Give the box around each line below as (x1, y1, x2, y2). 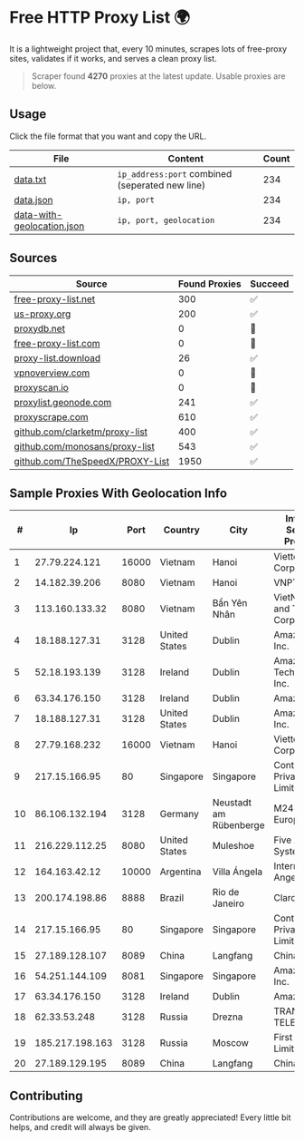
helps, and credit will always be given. (9, 1122, 151, 1133)
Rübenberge (212, 819, 265, 832)
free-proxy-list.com (14, 336, 101, 349)
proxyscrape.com (14, 410, 89, 423)
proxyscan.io (14, 381, 70, 394)
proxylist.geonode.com (14, 395, 112, 408)
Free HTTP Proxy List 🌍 (9, 7, 191, 28)
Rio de (212, 886, 240, 899)
